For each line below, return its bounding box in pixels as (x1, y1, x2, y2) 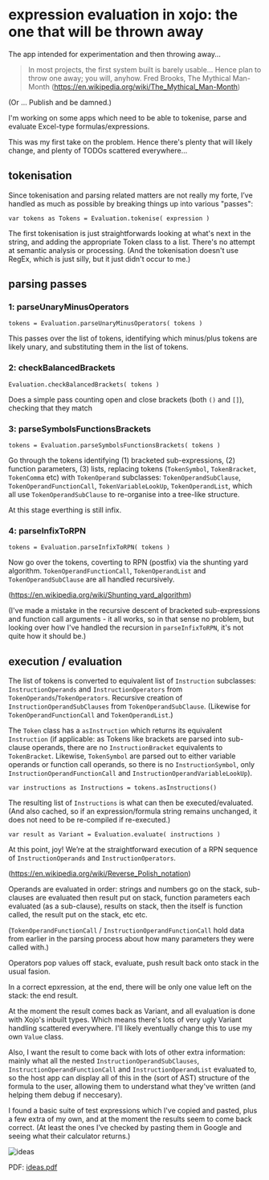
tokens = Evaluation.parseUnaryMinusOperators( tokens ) (8, 320, 203, 328)
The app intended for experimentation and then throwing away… (8, 49, 221, 59)
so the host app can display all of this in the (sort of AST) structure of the (8, 1073, 251, 1083)
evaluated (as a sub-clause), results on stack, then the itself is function (8, 901, 243, 911)
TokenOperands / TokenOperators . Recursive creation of (8, 693, 183, 703)
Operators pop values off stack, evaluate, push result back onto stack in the (8, 958, 259, 968)
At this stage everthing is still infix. (8, 505, 122, 515)
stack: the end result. (8, 990, 79, 1001)
